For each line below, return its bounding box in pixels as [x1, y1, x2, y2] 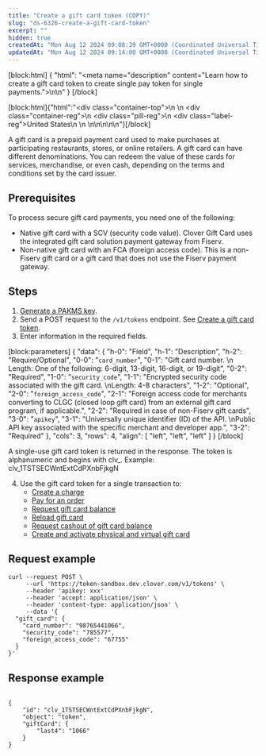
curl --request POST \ [8, 573, 83, 581]
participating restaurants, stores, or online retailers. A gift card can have [8, 144, 243, 152]
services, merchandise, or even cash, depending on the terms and [8, 160, 225, 169]
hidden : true [8, 33, 51, 42]
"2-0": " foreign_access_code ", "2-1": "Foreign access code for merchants [8, 388, 248, 398]
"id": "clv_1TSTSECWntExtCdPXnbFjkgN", [22, 706, 154, 715]
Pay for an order [31, 496, 85, 505]
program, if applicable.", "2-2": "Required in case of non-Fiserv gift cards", [8, 406, 252, 415]
